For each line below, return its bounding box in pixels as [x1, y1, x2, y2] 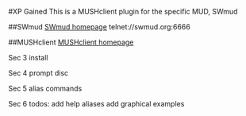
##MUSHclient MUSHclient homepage [8, 37, 134, 47]
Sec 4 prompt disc [8, 68, 69, 78]
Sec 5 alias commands [8, 83, 83, 93]
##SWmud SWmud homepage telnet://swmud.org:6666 [8, 22, 190, 31]
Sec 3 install [8, 53, 49, 62]
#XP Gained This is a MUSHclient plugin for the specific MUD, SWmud [8, 7, 238, 16]
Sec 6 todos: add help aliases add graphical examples [8, 99, 185, 108]
